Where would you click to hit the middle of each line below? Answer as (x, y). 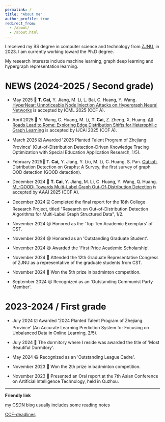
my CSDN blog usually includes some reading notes (58, 405)
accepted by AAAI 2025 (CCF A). (46, 192)
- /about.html (24, 32)
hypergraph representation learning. (42, 66)
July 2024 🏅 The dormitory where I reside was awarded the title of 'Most (86, 342)
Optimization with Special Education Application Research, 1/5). (76, 152)
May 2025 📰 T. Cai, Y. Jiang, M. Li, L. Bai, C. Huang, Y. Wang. (74, 100)
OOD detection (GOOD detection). (47, 172)
